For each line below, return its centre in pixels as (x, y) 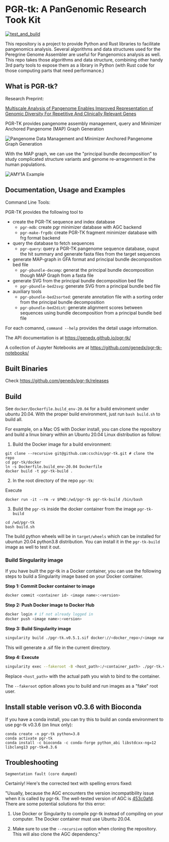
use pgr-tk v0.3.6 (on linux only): (39, 725)
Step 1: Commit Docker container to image (50, 586)
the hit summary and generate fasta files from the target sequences (90, 254)
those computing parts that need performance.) (55, 70)
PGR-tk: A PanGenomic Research (76, 9)
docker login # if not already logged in (49, 614)
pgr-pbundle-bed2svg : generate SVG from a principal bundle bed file (90, 286)
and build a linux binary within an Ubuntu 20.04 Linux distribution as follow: (83, 435)
